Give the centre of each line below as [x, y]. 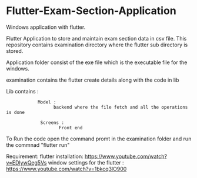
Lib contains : [23, 91]
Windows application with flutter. [46, 27]
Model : [47, 102]
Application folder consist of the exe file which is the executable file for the [97, 62]
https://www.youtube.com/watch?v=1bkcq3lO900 [66, 169]
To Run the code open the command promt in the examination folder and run [99, 139]
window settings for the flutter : [86, 162]
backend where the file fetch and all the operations [121, 107]
